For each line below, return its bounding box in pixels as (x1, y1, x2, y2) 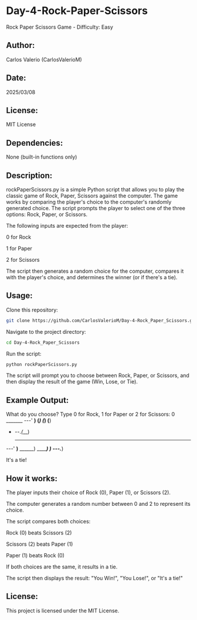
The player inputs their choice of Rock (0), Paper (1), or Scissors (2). (6, 489, 171, 496)
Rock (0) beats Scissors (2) (6, 529, 72, 536)
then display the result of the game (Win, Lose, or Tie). (6, 378, 138, 385)
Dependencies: (6, 138, 63, 148)
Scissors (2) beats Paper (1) (6, 540, 73, 548)
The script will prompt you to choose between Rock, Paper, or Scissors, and (6, 372, 189, 379)
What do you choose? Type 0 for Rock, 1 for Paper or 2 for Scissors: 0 (6, 411, 175, 418)
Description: (6, 170, 53, 180)
